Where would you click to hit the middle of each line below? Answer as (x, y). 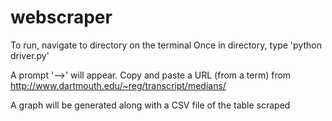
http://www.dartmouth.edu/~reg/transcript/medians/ (118, 85)
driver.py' (30, 55)
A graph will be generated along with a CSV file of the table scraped (150, 105)
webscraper (61, 17)
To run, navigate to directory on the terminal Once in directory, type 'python (166, 45)
